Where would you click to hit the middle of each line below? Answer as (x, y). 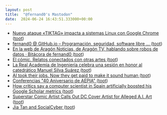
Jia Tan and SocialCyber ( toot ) (44, 107)
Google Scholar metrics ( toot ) (43, 91)
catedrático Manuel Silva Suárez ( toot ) (52, 70)
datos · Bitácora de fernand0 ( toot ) (48, 54)
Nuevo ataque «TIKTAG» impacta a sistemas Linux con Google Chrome (85, 33)
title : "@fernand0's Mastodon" (39, 14)
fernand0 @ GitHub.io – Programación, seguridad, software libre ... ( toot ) (87, 44)
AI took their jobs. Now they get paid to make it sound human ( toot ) (81, 76)
